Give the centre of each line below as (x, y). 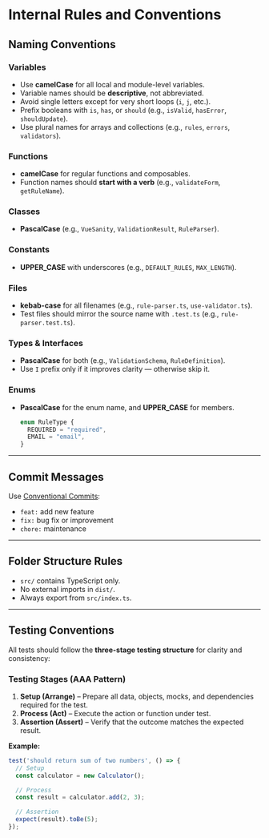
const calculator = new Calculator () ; (80, 776)
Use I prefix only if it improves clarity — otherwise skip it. (115, 369)
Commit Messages (56, 477)
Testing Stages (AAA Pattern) (67, 679)
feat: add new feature (57, 511)
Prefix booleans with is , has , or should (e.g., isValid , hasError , (123, 110)
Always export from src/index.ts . (76, 598)
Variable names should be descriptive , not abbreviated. (112, 93)
